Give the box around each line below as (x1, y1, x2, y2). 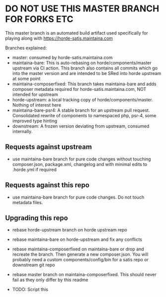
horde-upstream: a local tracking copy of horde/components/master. (12, 96, 153, 102)
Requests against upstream (5, 143, 92, 151)
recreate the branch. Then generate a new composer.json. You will (12, 251, 149, 257)
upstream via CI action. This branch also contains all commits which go (12, 65, 158, 71)
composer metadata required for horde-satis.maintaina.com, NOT (12, 86, 147, 92)
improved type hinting (12, 118, 57, 124)
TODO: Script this (12, 287, 49, 293)
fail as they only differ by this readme (12, 277, 88, 283)
